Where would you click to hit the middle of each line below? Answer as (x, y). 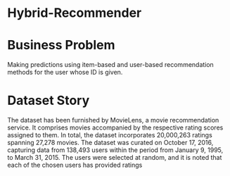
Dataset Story (49, 101)
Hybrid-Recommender (75, 13)
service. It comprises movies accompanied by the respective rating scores (115, 127)
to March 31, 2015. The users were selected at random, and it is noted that (115, 158)
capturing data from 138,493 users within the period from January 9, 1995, (115, 150)
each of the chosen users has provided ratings (75, 165)
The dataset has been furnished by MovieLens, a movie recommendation (113, 120)
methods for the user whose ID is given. (65, 73)
